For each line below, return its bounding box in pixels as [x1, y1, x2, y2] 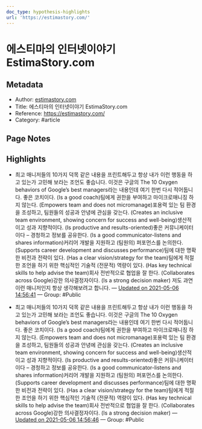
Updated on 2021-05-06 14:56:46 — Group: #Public [14, 416, 145, 423]
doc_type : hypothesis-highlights [6, 8, 90, 15]
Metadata [6, 80, 43, 90]
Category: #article [14, 116, 60, 123]
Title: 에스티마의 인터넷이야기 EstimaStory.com [14, 103, 128, 110]
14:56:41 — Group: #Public [14, 291, 81, 298]
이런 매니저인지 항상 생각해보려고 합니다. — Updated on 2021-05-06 [14, 284, 179, 291]
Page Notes [6, 134, 51, 144]
